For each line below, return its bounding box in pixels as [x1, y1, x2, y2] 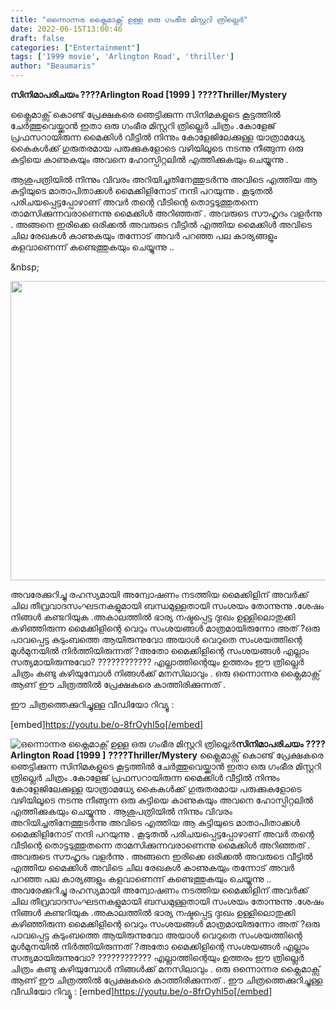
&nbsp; [10, 261, 40, 273]
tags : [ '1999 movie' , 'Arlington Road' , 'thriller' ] [10, 52, 235, 62]
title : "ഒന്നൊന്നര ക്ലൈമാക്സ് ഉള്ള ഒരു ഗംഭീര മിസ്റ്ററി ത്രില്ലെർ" [10, 14, 248, 25]
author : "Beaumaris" [10, 61, 97, 71]
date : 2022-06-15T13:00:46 [10, 24, 123, 34]
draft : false [10, 33, 65, 43]
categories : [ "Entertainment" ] [10, 42, 141, 53]
